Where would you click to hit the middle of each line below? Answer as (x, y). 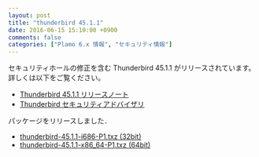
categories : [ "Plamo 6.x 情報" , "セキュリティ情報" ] (91, 45)
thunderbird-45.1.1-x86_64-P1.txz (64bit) (85, 145)
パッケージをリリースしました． (60, 121)
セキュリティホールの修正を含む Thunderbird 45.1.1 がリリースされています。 (132, 68)
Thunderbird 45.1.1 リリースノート (74, 94)
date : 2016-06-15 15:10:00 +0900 (63, 30)
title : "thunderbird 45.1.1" (56, 23)
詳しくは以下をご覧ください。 (56, 78)
